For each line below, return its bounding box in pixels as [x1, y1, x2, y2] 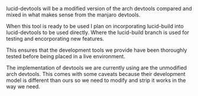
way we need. [6, 83, 40, 90]
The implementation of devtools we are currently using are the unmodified [6, 64, 187, 71]
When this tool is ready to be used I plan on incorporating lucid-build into [6, 23, 184, 29]
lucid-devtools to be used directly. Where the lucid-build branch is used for [6, 29, 189, 36]
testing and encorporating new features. [6, 35, 105, 42]
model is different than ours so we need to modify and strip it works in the [6, 77, 186, 84]
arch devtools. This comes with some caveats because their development [6, 71, 186, 77]
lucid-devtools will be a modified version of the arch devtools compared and [6, 5, 192, 12]
